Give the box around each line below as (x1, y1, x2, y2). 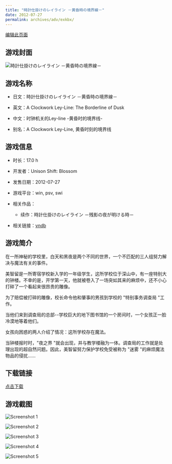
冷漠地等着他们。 (5, 318, 41, 324)
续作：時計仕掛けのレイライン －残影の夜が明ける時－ (20, 211, 134, 217)
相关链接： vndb (12, 222, 47, 228)
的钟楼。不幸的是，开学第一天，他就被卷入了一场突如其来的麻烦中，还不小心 (5, 277, 167, 283)
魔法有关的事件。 (14, 259, 50, 266)
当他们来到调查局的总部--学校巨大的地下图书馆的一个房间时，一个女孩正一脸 (5, 312, 166, 318)
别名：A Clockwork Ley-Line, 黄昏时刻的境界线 (12, 126, 112, 132)
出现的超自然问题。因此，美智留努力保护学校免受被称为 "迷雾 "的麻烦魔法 (9, 346, 165, 352)
